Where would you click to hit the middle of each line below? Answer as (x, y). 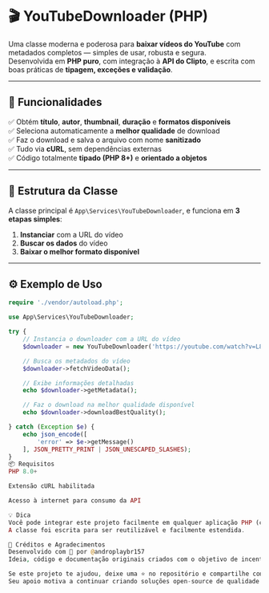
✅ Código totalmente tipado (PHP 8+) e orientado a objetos (108, 157)
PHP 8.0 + (23, 472)
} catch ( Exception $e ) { (51, 427)
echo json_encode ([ (55, 434)
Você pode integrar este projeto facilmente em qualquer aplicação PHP (130, 522)
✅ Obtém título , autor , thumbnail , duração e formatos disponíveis (119, 121)
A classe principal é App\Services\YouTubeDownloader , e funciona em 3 (124, 210)
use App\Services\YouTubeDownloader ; (71, 317)
